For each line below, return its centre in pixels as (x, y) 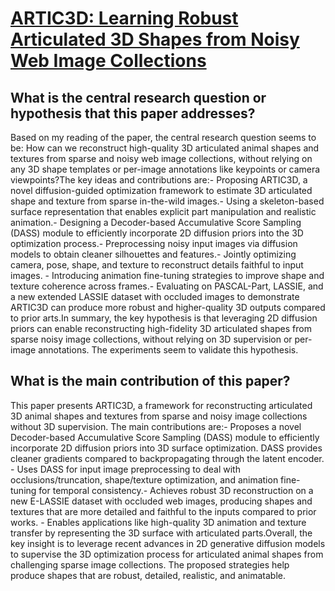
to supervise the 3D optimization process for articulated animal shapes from (167, 554)
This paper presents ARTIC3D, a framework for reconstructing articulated (161, 405)
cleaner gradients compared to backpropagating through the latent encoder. (167, 458)
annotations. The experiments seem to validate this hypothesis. (168, 350)
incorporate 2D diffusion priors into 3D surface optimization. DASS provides (166, 448)
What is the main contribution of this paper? (150, 381)
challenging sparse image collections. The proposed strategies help (150, 564)
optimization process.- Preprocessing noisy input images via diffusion (154, 243)
